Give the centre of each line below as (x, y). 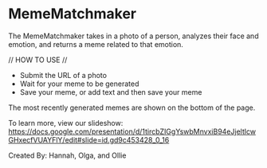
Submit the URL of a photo (63, 75)
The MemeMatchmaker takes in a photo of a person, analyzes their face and (133, 36)
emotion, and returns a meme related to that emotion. (96, 44)
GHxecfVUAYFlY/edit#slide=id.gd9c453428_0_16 (89, 139)
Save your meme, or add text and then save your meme (111, 92)
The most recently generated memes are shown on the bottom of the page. (132, 107)
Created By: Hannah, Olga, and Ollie (67, 155)
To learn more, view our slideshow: (66, 123)
